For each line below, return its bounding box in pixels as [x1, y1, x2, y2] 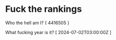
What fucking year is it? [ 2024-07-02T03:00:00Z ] [5, 29, 112, 35]
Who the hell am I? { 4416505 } [5, 20, 70, 26]
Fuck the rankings [5, 3, 82, 15]
